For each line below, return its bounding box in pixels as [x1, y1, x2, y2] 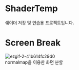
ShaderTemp [5, 3, 58, 14]
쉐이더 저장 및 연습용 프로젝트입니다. [5, 20, 74, 25]
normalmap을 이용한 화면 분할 [5, 59, 63, 65]
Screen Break [5, 37, 61, 48]
